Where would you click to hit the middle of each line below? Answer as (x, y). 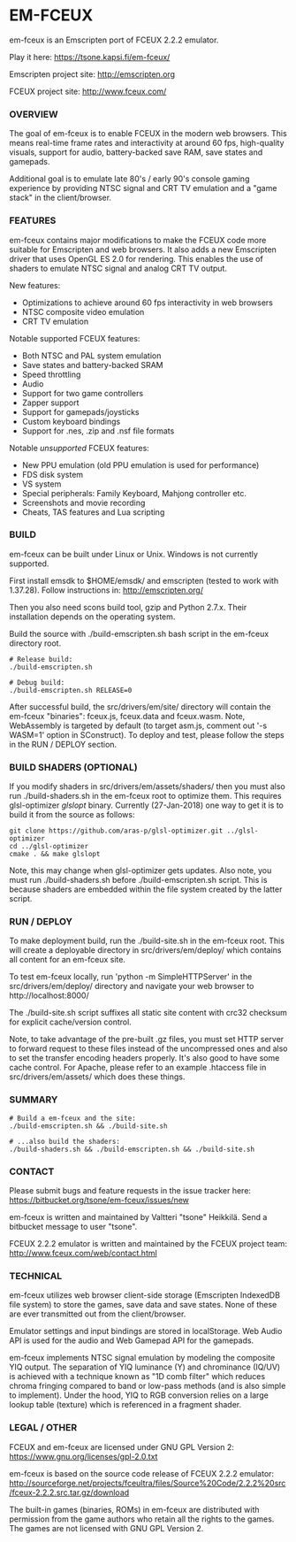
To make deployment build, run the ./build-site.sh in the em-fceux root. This (147, 941)
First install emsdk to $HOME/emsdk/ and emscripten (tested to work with (144, 580)
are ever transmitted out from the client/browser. (98, 1314)
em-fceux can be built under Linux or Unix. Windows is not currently (134, 554)
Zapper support (50, 403)
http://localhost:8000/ (49, 995)
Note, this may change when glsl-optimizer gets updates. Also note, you (140, 871)
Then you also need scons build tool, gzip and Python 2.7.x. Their (128, 607)
